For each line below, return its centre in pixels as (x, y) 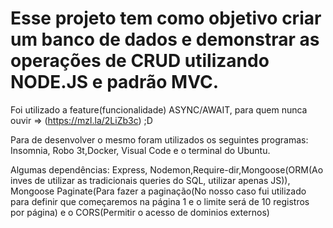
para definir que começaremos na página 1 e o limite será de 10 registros (160, 201)
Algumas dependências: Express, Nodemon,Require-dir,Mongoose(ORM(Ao (167, 169)
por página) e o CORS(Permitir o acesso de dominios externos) (140, 212)
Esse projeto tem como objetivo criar (166, 18)
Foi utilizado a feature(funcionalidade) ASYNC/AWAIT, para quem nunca (159, 109)
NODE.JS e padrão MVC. (114, 82)
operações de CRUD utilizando (140, 61)
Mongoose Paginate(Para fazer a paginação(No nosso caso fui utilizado (158, 191)
